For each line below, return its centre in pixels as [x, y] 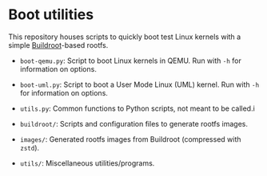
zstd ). [30, 147]
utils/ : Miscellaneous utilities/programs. [87, 163]
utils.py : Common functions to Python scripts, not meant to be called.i [137, 108]
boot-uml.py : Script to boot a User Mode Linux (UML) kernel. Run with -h [139, 84]
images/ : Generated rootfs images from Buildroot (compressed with [130, 139]
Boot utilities [51, 15]
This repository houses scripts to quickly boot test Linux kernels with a [125, 37]
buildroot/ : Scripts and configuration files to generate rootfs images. [133, 123]
